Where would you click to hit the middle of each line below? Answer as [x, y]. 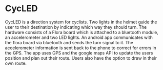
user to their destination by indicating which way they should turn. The [76, 27]
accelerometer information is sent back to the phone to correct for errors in [81, 48]
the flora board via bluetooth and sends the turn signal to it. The [69, 42]
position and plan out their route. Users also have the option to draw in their [81, 58]
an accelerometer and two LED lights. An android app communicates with [79, 37]
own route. [16, 63]
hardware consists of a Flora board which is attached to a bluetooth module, [82, 32]
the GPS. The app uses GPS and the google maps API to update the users [79, 53]
